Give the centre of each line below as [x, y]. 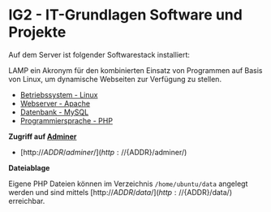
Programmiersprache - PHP [67, 120]
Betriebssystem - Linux [59, 94]
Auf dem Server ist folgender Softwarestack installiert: [99, 54]
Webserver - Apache [55, 103]
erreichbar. [27, 201]
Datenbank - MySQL [54, 112]
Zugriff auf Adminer [43, 136]
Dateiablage [29, 167]
